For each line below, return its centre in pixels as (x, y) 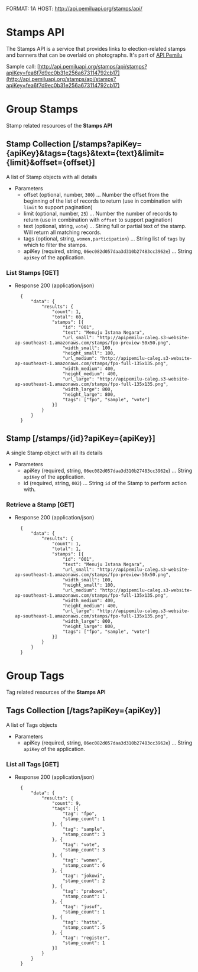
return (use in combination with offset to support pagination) (98, 220)
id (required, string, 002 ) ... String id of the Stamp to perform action (105, 483)
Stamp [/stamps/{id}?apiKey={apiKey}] (81, 439)
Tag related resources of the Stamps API (56, 692)
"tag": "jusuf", (82, 907)
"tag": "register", (86, 938)
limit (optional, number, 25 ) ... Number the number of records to (100, 213)
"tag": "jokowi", (84, 876)
